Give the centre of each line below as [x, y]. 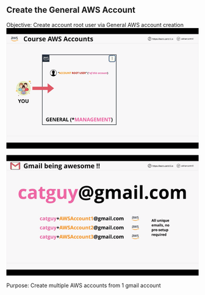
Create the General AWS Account [71, 10]
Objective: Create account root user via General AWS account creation [95, 24]
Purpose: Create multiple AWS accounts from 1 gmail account [84, 286]
